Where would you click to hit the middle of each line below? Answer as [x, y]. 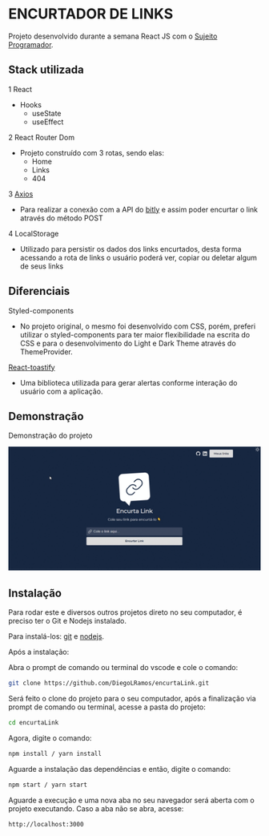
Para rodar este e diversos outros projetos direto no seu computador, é [125, 612]
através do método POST [61, 218]
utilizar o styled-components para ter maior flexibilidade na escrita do [135, 334]
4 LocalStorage [34, 233]
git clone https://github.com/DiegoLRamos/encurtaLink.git [109, 683]
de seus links [42, 266]
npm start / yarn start [48, 785]
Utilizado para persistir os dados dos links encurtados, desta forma [130, 248]
